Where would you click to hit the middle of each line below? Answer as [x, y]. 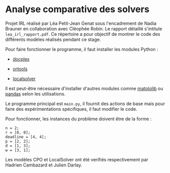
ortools [20, 69]
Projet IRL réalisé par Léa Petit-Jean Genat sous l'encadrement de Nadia [81, 23]
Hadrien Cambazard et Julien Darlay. [44, 165]
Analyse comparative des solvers [77, 9]
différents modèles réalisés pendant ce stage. [53, 39]
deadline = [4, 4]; [26, 137]
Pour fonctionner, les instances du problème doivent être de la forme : [78, 119]
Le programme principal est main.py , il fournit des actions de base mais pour [85, 103]
